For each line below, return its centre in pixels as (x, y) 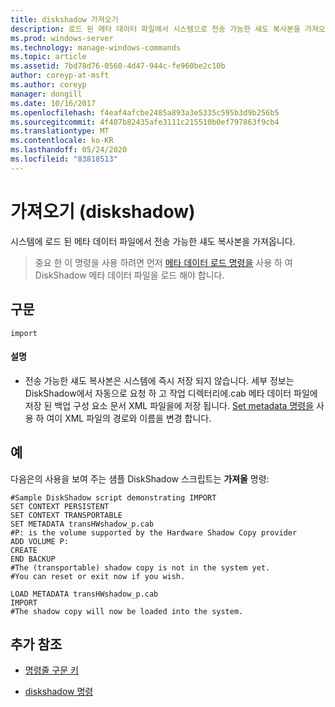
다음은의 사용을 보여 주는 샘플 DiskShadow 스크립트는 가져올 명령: (140, 478)
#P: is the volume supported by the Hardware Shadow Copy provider (154, 532)
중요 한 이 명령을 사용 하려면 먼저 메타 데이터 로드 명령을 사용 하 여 (163, 262)
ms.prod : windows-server (62, 38)
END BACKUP (33, 559)
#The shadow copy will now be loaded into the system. (127, 611)
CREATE (24, 550)
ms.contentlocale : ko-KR (62, 141)
